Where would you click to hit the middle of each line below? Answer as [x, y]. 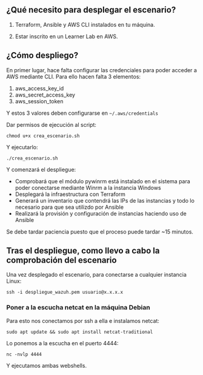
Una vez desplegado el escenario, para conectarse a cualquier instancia [96, 275]
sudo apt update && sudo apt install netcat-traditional [80, 332]
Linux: [14, 281]
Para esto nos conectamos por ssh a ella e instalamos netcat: [83, 320]
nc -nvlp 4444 [24, 354]
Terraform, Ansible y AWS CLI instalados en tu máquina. [85, 24]
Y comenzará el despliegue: [41, 169]
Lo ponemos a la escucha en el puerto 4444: [62, 343]
